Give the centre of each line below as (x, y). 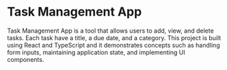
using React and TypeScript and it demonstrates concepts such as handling (113, 45)
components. (26, 59)
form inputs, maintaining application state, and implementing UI (96, 52)
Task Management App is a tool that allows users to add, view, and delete (110, 31)
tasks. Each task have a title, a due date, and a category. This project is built (114, 37)
